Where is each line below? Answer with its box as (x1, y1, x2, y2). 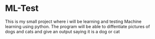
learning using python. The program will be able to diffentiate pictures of (5, 23, 150, 29)
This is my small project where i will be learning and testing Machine (5, 19, 142, 24)
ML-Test (5, 3, 39, 14)
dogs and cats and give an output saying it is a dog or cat (5, 29, 120, 34)
